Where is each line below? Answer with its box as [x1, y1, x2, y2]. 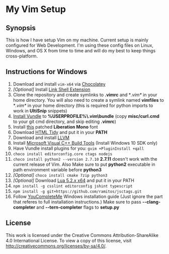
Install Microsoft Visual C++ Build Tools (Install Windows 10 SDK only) [13, 140, 158, 146]
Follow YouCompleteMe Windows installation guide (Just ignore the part [13, 193, 163, 200]
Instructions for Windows [6, 68, 88, 76]
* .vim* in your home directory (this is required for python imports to [13, 102, 153, 108]
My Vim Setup [6, 4, 66, 15]
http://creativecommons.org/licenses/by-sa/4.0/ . [6, 243, 107, 249]
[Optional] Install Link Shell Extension [13, 86, 91, 92]
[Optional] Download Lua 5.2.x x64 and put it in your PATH [13, 177, 135, 183]
